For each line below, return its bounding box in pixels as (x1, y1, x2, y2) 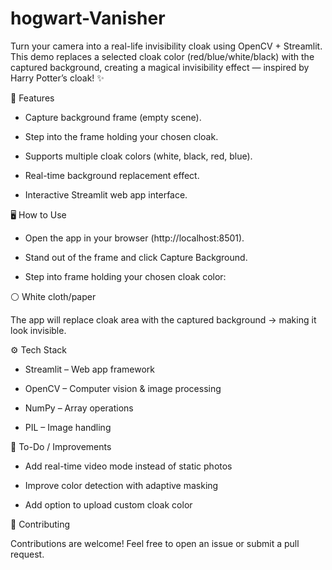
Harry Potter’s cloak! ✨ (10, 72, 105, 84)
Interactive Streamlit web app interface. (24, 188, 188, 201)
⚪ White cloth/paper (10, 290, 97, 302)
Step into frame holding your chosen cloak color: (24, 270, 227, 282)
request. (10, 548, 45, 560)
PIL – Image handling (24, 421, 112, 433)
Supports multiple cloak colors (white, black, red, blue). (24, 150, 253, 162)
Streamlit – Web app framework (24, 363, 156, 375)
